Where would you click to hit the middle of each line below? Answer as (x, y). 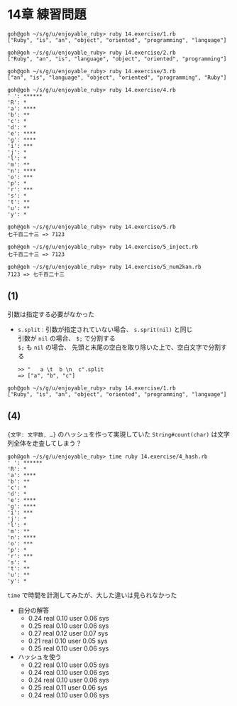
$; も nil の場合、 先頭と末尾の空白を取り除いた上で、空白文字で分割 (119, 347)
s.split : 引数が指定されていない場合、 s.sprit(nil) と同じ (105, 329)
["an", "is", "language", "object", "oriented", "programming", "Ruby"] (117, 77)
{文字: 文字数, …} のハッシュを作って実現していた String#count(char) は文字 (119, 434)
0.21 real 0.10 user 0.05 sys (68, 641)
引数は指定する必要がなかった (51, 314)
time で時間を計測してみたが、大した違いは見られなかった (92, 595)
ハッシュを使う (39, 657)
